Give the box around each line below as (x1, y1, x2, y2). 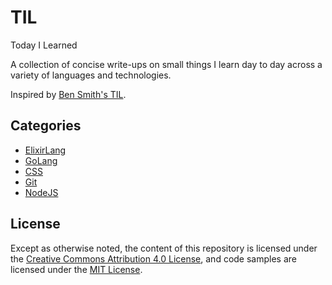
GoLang (24, 154, 58, 166)
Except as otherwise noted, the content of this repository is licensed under (10, 242, 318, 254)
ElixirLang (24, 144, 67, 156)
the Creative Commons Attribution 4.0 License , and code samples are (10, 252, 297, 265)
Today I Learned (10, 39, 78, 51)
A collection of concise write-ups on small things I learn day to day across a (10, 58, 323, 70)
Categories (10, 117, 82, 135)
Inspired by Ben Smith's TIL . (10, 88, 127, 100)
